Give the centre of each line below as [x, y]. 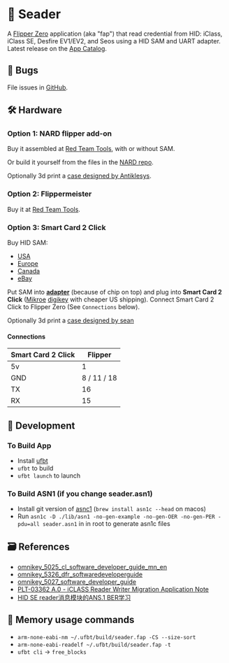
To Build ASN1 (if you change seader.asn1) [80, 494]
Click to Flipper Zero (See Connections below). [74, 307]
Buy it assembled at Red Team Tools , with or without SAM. [91, 149]
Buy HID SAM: [28, 243]
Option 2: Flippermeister [50, 194]
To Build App [29, 445]
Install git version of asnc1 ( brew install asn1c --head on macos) [112, 509]
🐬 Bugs [23, 70]
